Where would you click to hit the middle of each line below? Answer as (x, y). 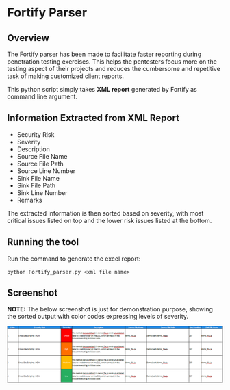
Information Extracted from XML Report (93, 118)
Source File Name (42, 156)
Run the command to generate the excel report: (74, 259)
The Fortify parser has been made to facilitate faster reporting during (104, 54)
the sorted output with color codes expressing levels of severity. (98, 317)
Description (33, 149)
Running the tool (43, 242)
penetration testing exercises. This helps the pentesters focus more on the (112, 62)
